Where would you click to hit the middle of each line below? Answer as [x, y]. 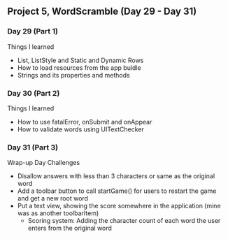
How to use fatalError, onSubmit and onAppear [85, 122]
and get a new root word [53, 198]
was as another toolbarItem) [58, 213]
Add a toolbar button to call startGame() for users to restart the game [117, 191]
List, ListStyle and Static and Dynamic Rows [80, 60]
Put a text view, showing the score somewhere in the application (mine [119, 206]
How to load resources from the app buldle [79, 67]
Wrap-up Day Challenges [44, 163]
